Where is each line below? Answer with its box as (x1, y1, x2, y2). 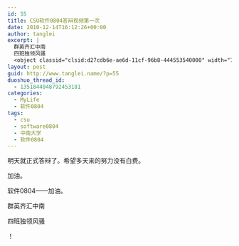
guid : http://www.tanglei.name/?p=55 (7, 70, 119, 77)
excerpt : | (7, 37, 40, 44)
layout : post (7, 63, 46, 70)
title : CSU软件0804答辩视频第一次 (7, 17, 100, 24)
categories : (7, 90, 43, 97)
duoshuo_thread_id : (7, 76, 65, 84)
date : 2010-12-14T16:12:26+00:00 (7, 23, 107, 31)
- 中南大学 (14, 129, 42, 137)
